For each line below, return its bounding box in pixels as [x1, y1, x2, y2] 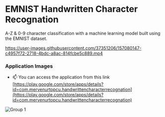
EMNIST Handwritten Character [5, 3, 138, 15]
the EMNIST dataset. [5, 36, 48, 41]
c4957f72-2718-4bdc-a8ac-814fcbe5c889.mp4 [5, 50, 103, 56]
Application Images [5, 63, 53, 70]
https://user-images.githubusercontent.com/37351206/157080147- [5, 45, 142, 51]
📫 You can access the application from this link [12, 74, 110, 80]
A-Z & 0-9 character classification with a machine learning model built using [5, 30, 161, 36]
